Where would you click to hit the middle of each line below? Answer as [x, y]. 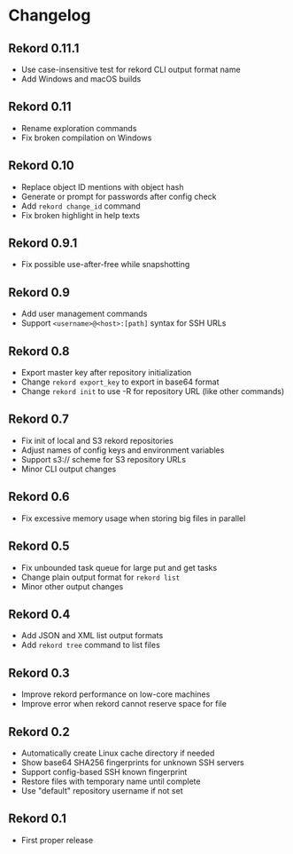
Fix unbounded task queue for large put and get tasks [119, 567]
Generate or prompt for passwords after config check [119, 196]
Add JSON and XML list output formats [92, 636]
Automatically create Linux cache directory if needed [118, 753]
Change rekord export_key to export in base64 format [120, 382]
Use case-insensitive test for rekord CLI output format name [131, 69]
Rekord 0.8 [39, 351]
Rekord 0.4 [39, 614]
